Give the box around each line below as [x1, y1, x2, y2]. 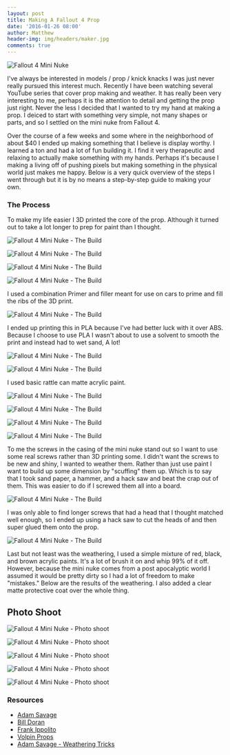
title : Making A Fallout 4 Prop [7, 17, 100, 23]
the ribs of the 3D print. [7, 297, 74, 305]
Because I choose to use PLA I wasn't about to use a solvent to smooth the [7, 331, 220, 340]
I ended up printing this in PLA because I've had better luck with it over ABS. [7, 324, 224, 332]
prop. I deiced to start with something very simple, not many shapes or [7, 111, 208, 119]
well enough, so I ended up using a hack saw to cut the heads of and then [7, 516, 217, 524]
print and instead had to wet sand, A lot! [7, 338, 121, 347]
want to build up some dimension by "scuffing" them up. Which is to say [7, 467, 212, 475]
